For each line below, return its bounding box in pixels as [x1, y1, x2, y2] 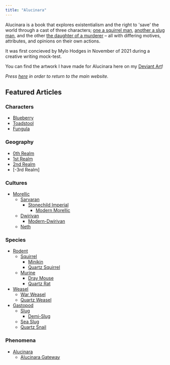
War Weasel [20, 291, 46, 297]
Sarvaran [20, 196, 40, 202]
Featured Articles [5, 88, 62, 97]
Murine [20, 270, 36, 276]
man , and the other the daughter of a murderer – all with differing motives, [5, 32, 161, 38]
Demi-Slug [28, 313, 51, 319]
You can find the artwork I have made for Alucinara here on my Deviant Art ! [5, 63, 163, 69]
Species [5, 236, 26, 243]
